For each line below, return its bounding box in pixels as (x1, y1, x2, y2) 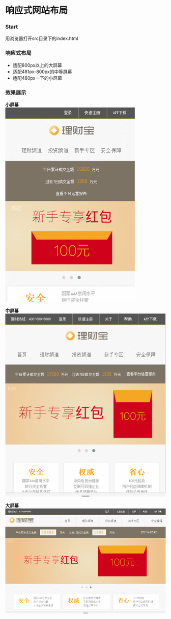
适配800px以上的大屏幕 (12, 62, 63, 68)
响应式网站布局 (5, 5, 68, 16)
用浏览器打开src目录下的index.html (5, 35, 78, 41)
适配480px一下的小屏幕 (12, 75, 63, 81)
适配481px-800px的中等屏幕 (12, 68, 72, 75)
